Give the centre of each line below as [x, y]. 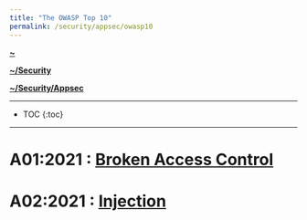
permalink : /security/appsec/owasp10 [81, 26]
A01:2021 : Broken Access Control [142, 159]
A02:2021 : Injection [88, 201]
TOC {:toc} [43, 114]
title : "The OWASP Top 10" [61, 18]
